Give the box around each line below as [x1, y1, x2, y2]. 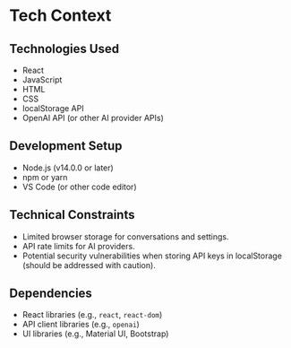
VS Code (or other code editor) [21, 181, 137, 192]
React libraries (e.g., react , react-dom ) [21, 309, 163, 320]
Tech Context [9, 5, 112, 26]
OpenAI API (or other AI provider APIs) [21, 113, 164, 123]
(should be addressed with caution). [21, 259, 157, 270]
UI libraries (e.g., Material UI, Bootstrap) [21, 328, 169, 339]
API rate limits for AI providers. [21, 240, 136, 251]
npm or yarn [21, 171, 68, 182]
